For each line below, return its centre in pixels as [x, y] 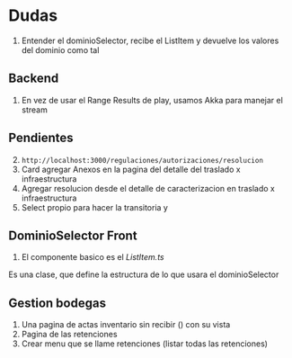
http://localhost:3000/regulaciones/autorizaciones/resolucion [142, 160]
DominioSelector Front [73, 235]
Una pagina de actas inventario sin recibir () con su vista [126, 325]
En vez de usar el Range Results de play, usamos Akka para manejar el [152, 100]
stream [35, 110]
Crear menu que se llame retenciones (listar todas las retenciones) [145, 344]
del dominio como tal [60, 49]
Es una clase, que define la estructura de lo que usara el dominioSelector [144, 274]
